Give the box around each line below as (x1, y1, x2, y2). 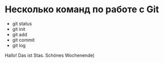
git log (12, 42, 26, 48)
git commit (12, 37, 35, 43)
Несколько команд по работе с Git (5, 4, 159, 15)
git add (12, 31, 28, 37)
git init (12, 26, 26, 32)
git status (12, 20, 32, 27)
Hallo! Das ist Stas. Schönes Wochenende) (5, 52, 95, 58)
